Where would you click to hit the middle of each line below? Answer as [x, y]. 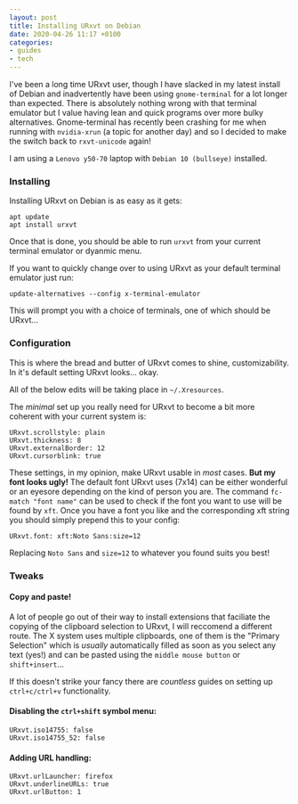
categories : [31, 42]
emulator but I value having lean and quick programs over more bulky [137, 113]
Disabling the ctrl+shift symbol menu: [83, 711]
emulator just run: [41, 278]
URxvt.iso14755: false [51, 730]
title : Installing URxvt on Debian [75, 26]
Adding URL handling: [50, 758]
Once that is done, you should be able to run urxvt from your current [135, 242]
